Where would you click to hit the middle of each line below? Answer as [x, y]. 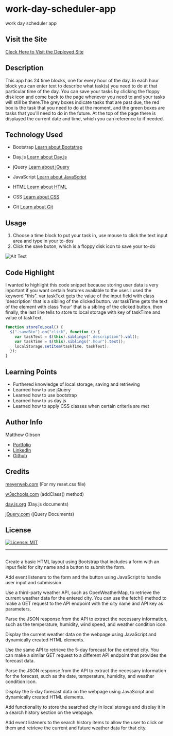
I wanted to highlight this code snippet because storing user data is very [82, 285]
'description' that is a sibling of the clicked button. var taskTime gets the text [86, 301]
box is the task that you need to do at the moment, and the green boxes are [85, 107]
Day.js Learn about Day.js [40, 157]
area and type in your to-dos [43, 241]
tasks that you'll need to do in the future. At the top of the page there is [81, 113]
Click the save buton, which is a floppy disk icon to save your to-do [84, 246]
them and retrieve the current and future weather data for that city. [76, 728]
